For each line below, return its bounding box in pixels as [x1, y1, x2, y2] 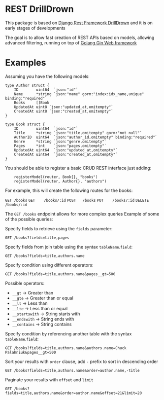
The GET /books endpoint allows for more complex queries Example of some [5, 211, 160, 217]
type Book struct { [5, 122, 45, 127]
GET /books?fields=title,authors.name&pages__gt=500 [5, 271, 116, 277]
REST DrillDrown [5, 3, 74, 15]
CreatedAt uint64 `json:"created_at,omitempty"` [14, 152, 118, 157]
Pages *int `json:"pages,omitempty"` [14, 143, 107, 148]
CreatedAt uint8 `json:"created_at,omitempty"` [14, 109, 113, 114]
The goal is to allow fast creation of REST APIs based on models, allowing [5, 35, 155, 40]
